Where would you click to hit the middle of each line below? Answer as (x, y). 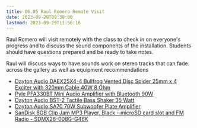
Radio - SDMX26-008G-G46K (51, 119)
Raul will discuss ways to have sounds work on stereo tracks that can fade (97, 63)
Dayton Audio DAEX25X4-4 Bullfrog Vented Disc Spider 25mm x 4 (96, 81)
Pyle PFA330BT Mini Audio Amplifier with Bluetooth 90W (84, 94)
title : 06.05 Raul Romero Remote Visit (55, 12)
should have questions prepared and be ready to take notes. (80, 52)
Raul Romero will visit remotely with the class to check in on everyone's (93, 40)
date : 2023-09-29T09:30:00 (39, 17)
